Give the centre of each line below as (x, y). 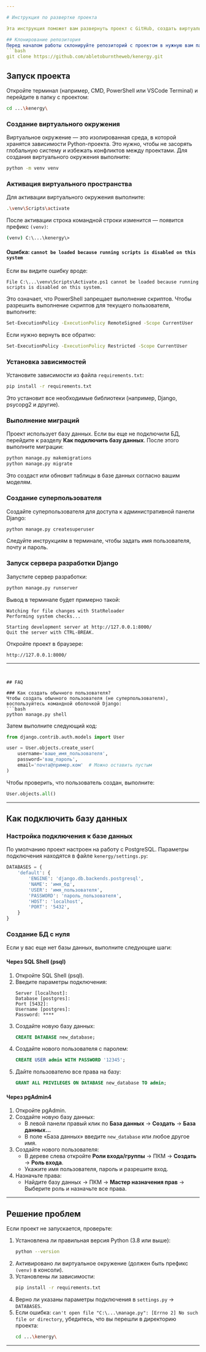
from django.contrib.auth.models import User (65, 737)
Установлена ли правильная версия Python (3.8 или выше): (93, 1240)
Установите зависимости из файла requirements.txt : (75, 375)
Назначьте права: (38, 1176)
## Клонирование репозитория (44, 40)
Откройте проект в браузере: (45, 643)
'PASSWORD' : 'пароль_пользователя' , (75, 896)
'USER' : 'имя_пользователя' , (66, 890)
